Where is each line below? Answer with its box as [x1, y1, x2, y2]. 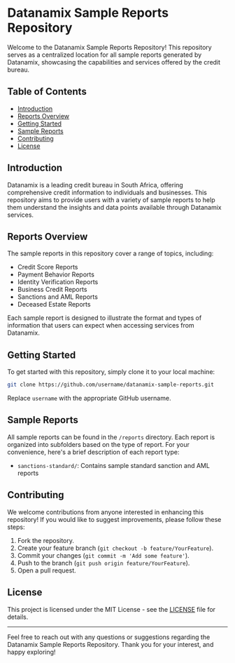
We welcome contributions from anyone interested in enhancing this [7, 507, 204, 516]
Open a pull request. [17, 566, 77, 575]
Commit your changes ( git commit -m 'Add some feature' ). [17, 551, 190, 559]
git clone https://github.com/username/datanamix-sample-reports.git [7, 381, 215, 389]
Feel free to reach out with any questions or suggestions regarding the [7, 633, 211, 641]
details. [7, 612, 29, 621]
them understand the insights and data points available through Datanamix [7, 203, 222, 211]
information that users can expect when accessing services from [7, 321, 194, 330]
